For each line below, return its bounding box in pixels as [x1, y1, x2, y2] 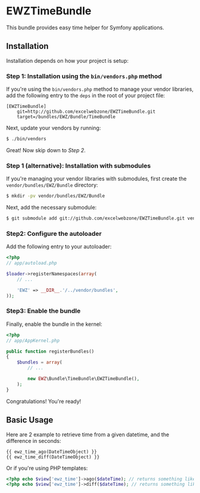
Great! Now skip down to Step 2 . [6, 146, 86, 153]
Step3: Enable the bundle [6, 307, 81, 315]
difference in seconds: [6, 437, 61, 444]
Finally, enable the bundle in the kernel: [6, 321, 102, 328]
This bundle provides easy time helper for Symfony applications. [6, 24, 165, 31]
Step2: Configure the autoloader [6, 229, 102, 238]
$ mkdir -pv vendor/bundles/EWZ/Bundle [6, 193, 105, 199]
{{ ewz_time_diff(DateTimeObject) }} [6, 454, 100, 460]
